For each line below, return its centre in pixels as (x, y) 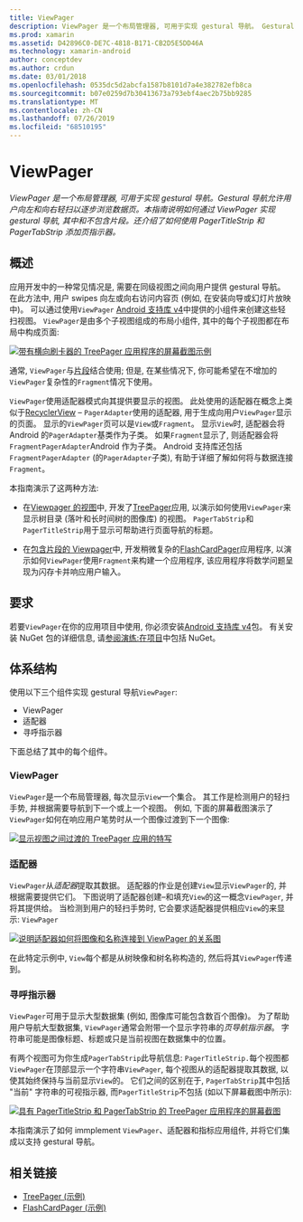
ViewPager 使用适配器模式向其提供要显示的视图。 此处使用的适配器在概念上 (147, 401)
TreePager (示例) (54, 1197)
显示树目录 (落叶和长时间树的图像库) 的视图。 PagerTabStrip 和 (138, 518)
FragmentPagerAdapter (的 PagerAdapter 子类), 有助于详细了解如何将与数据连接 (151, 457)
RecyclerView (51, 412)
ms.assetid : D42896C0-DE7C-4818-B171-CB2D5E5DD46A (106, 43)
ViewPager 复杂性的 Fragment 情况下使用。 (83, 382)
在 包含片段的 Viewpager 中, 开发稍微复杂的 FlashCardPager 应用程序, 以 (153, 549)
